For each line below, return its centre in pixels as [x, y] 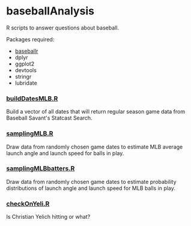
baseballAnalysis [50, 11]
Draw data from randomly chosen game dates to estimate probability [91, 182]
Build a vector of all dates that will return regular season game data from [95, 112]
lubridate [26, 83]
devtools [26, 70]
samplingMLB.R [30, 133]
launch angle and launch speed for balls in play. [65, 153]
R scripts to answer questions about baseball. [62, 28]
